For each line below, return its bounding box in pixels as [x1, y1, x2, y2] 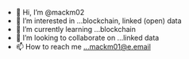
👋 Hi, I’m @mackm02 [15, 8, 85, 17]
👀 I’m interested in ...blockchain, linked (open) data [15, 16, 182, 26]
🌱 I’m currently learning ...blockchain [15, 25, 137, 33]
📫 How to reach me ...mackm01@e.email [15, 42, 151, 51]
